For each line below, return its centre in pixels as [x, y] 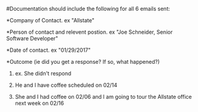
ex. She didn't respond [43, 73]
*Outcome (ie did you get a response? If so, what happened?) [83, 62]
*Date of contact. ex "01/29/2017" [49, 50]
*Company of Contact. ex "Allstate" [50, 20]
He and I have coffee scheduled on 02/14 [66, 85]
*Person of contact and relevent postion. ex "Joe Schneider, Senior [89, 32]
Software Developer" [32, 38]
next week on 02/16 [39, 103]
